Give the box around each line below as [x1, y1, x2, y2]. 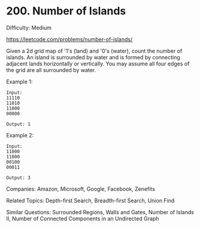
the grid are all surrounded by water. [6, 66, 96, 73]
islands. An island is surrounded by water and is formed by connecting [6, 53, 181, 61]
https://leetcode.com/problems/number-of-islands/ [6, 35, 133, 43]
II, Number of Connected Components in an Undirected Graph [6, 215, 159, 222]
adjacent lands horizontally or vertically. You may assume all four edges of [6, 60, 190, 67]
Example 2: [6, 131, 34, 139]
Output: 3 [6, 175, 31, 181]
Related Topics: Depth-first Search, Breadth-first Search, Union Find [6, 197, 175, 204]
